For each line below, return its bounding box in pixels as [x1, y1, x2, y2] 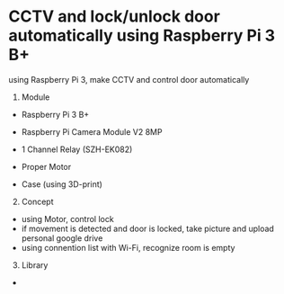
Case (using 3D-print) [21, 178, 102, 190]
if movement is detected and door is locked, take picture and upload [21, 223, 275, 234]
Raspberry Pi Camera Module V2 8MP [21, 126, 163, 137]
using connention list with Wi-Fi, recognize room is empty [21, 242, 235, 253]
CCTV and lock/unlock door [8, 6, 221, 27]
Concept [21, 196, 55, 207]
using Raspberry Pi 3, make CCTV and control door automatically [8, 74, 250, 85]
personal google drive [21, 232, 103, 244]
